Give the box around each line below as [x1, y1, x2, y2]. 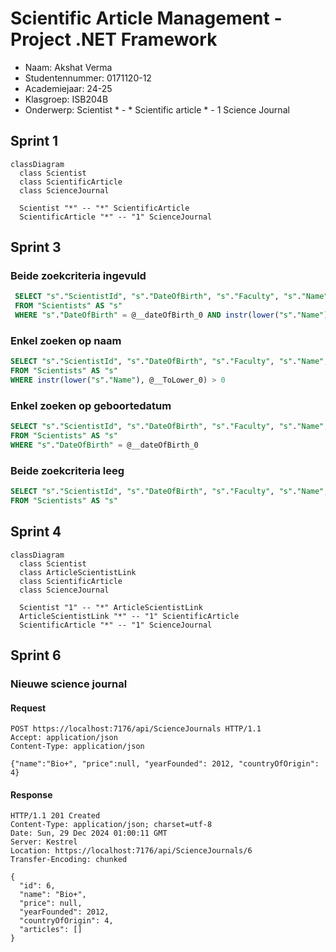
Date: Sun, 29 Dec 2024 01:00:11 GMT [10, 828, 168, 839]
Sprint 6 [10, 647, 62, 664]
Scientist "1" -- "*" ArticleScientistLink [19, 602, 203, 612]
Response [10, 788, 53, 801]
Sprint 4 [10, 523, 62, 541]
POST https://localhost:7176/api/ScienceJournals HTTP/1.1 [10, 724, 262, 734]
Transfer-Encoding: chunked [10, 855, 128, 865]
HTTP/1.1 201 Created [10, 811, 101, 821]
